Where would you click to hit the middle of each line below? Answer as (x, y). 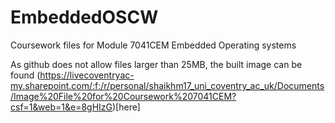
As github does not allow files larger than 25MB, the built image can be (156, 64)
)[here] (126, 107)
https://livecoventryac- (87, 75)
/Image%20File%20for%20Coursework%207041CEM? (123, 96)
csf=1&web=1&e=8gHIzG (61, 107)
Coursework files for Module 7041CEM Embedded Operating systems (153, 45)
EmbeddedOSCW (84, 17)
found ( (25, 75)
